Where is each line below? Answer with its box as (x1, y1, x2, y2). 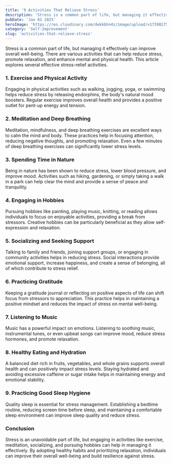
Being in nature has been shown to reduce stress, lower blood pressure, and (5, 167, 166, 174)
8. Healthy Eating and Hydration (5, 349, 87, 356)
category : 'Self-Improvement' (5, 27, 70, 32)
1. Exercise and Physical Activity (5, 74, 88, 81)
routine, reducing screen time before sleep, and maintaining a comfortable (5, 407, 162, 413)
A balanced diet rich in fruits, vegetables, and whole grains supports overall (5, 361, 165, 367)
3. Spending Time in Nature (5, 156, 75, 163)
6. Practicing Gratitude (5, 278, 63, 285)
